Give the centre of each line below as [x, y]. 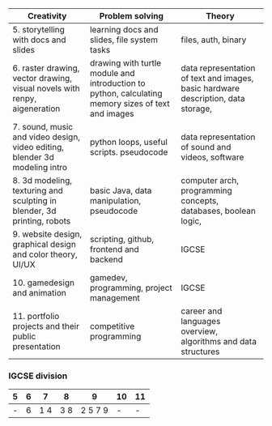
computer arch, [210, 180]
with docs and [39, 40]
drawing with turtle [125, 63]
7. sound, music [43, 127]
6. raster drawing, [46, 68]
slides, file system [123, 40]
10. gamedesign [44, 283]
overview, [200, 331]
